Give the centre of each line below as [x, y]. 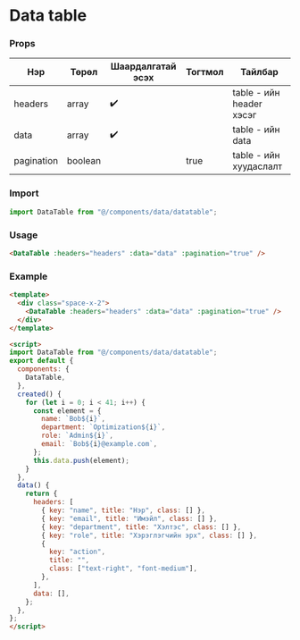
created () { [40, 394]
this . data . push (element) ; [81, 460]
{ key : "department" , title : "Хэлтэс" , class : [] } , [142, 527]
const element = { [67, 411]
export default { [42, 361]
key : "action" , [77, 552]
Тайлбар [259, 72]
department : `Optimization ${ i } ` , [104, 427]
